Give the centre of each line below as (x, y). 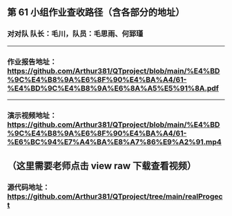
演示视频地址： (32, 115)
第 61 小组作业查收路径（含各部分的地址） (96, 12)
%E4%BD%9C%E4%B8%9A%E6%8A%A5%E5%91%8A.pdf (113, 88)
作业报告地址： (32, 62)
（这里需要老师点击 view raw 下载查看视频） (102, 166)
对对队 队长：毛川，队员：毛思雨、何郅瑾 (75, 34)
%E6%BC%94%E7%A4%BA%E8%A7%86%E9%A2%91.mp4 (115, 142)
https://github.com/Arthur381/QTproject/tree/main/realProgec (115, 197)
